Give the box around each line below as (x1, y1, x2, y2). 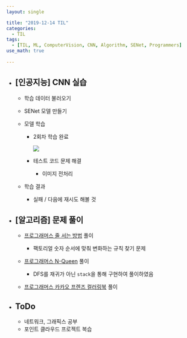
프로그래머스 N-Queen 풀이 (24, 258, 89, 265)
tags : (6, 37, 20, 43)
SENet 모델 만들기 (24, 107, 68, 115)
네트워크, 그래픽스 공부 (24, 318, 78, 325)
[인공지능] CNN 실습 (14, 77, 87, 88)
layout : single (6, 8, 45, 15)
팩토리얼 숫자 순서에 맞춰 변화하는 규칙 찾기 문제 (33, 245, 146, 252)
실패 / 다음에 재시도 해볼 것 (33, 196, 97, 203)
